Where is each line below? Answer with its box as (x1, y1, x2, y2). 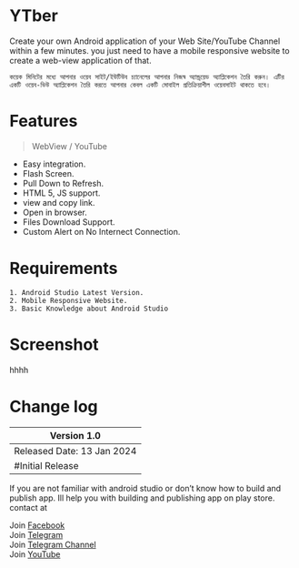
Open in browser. (22, 207, 88, 218)
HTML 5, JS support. (22, 188, 101, 198)
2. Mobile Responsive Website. (9, 296, 128, 305)
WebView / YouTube (31, 140, 107, 151)
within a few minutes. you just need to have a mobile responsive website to (9, 45, 290, 56)
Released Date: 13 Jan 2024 (14, 444, 137, 457)
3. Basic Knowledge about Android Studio (9, 304, 169, 313)
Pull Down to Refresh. (22, 177, 105, 188)
